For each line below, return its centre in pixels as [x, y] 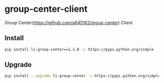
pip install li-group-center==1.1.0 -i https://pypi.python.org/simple [79, 49]
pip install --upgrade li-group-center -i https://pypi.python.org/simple [82, 76]
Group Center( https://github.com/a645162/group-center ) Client [69, 23]
